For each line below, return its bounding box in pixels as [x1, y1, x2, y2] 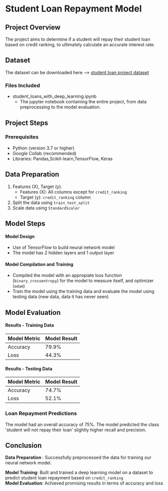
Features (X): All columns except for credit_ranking [20, 189, 127, 195]
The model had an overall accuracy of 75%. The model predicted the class [5, 421, 159, 427]
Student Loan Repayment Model [5, 3, 142, 15]
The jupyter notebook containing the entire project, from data [20, 99, 147, 105]
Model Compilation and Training [5, 261, 74, 267]
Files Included [5, 82, 40, 89]
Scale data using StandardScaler [12, 205, 80, 211]
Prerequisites [5, 133, 39, 140]
